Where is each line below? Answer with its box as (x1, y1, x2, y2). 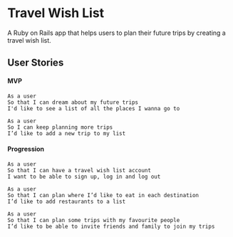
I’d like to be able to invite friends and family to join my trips (7, 223, 215, 230)
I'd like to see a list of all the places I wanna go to (7, 105, 180, 112)
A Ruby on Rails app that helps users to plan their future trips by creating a (7, 28, 226, 37)
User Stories (7, 57, 64, 69)
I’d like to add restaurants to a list (7, 198, 126, 205)
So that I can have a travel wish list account (7, 167, 152, 174)
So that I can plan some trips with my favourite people (7, 216, 180, 223)
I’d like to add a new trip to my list (7, 130, 126, 137)
